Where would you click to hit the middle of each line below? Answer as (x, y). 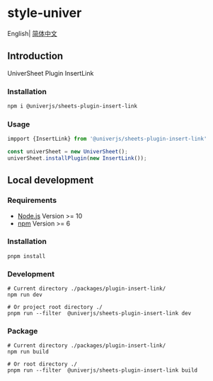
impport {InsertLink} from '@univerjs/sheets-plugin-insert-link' (107, 139)
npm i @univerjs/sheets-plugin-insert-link (73, 106)
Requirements (32, 201)
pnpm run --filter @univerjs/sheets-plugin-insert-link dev (99, 313)
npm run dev (25, 295)
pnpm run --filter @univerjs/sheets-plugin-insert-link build (103, 370)
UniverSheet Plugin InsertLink (51, 73)
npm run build (28, 352)
